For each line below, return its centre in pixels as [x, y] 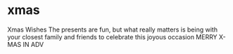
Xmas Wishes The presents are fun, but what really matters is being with [113, 29]
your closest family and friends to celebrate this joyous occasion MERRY [112, 36]
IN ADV [33, 44]
